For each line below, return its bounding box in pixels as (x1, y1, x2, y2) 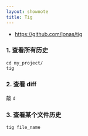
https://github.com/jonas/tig (14, 30, 83, 37)
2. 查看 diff (6, 80, 37, 88)
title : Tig (6, 14, 33, 20)
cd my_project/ (6, 60, 43, 66)
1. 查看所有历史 (6, 46, 49, 54)
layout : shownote (6, 8, 49, 15)
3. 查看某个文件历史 (6, 111, 62, 119)
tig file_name (6, 125, 41, 131)
